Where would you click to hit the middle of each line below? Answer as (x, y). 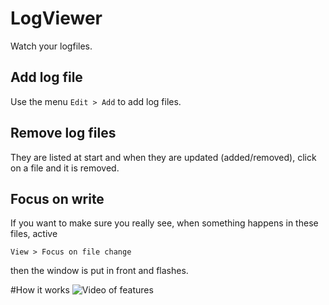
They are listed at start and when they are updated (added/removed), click (163, 157)
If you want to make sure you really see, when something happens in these (164, 223)
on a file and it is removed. (65, 168)
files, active (34, 234)
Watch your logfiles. (51, 46)
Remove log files (63, 133)
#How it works (40, 290)
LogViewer (56, 18)
